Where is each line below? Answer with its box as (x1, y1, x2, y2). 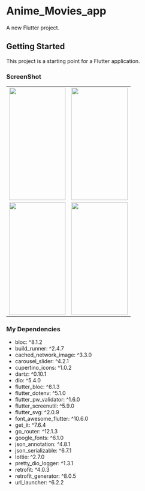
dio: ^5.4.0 (14, 377, 41, 384)
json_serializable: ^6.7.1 (14, 447, 72, 454)
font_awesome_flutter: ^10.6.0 (14, 415, 89, 423)
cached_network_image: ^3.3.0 (14, 351, 92, 358)
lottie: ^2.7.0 (14, 453, 45, 460)
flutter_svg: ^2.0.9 (14, 409, 59, 416)
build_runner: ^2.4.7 (14, 345, 64, 352)
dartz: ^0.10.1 (14, 370, 47, 378)
